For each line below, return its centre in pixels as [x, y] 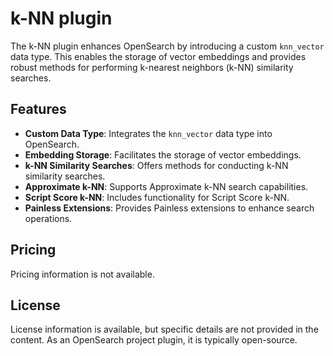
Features [38, 109]
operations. [48, 218]
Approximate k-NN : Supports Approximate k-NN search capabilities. [166, 186]
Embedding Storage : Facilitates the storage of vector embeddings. [163, 154]
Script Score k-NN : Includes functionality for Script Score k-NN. [157, 197]
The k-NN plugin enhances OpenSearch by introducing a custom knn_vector [167, 46]
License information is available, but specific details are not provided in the [164, 329]
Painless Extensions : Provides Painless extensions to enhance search [169, 208]
